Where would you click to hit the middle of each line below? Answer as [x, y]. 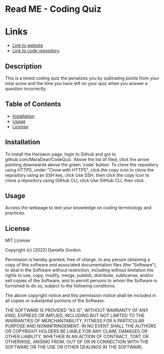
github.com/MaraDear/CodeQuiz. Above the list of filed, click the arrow [77, 159]
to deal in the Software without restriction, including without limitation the [79, 270]
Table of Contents [33, 104]
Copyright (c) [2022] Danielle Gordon [43, 250]
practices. [15, 213]
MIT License [18, 240]
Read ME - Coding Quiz [53, 9]
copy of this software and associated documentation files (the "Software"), [81, 265]
